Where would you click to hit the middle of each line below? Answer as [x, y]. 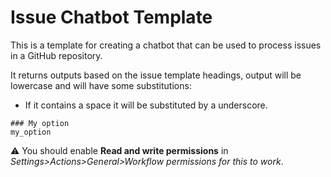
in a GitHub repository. [56, 55]
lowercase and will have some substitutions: [101, 85]
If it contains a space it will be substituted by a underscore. [146, 105]
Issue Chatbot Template [111, 17]
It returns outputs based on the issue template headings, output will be [156, 75]
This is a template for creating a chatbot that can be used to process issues [166, 45]
